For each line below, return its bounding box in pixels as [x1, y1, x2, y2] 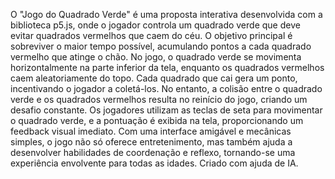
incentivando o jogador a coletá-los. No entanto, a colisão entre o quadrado [10, 83, 323, 94]
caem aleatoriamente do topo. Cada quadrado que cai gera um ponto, [10, 72, 298, 84]
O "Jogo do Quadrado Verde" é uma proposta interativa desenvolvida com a [10, 9, 323, 20]
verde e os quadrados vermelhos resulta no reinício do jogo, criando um [10, 94, 308, 105]
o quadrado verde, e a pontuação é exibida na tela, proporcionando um [10, 115, 304, 126]
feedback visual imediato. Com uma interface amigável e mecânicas [10, 125, 292, 137]
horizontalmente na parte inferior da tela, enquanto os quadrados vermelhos [10, 62, 325, 73]
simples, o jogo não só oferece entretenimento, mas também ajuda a [10, 136, 293, 148]
